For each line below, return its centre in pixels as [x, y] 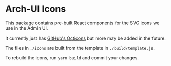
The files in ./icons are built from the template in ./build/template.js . [80, 48]
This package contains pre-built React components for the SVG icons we [82, 23]
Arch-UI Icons [36, 9]
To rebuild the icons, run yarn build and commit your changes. [72, 58]
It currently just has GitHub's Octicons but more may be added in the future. [85, 38]
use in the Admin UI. [27, 28]
